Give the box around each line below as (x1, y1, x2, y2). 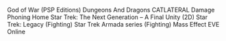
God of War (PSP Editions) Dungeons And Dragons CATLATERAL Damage (7, 6, 215, 14)
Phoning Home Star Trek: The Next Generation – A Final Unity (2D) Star (7, 13, 208, 21)
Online (7, 27, 26, 36)
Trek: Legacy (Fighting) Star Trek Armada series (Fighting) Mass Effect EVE (7, 20, 220, 28)
